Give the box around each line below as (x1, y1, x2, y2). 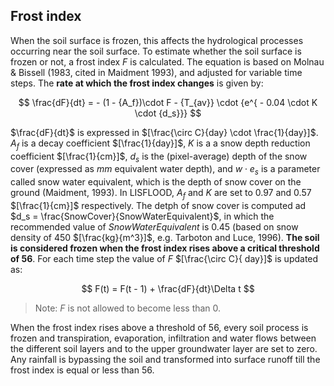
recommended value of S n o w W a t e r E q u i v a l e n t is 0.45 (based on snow (10, 221, 299, 233)
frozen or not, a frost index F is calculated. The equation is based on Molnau (10, 55, 325, 68)
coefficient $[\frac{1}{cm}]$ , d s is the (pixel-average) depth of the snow (10, 150, 308, 164)
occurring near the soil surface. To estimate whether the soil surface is (10, 45, 302, 57)
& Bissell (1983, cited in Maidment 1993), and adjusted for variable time (10, 66, 303, 78)
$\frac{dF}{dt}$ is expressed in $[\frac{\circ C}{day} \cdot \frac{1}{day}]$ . (10, 126, 319, 138)
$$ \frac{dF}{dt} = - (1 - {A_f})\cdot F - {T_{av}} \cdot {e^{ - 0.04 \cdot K (18, 96, 318, 108)
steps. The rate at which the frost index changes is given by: (10, 77, 264, 89)
